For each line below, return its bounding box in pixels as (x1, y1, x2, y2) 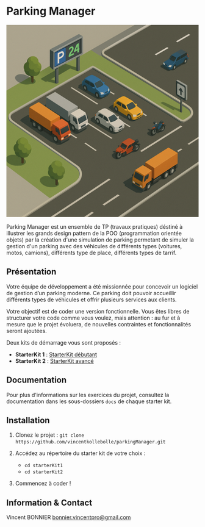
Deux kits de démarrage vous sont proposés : (6, 339, 121, 346)
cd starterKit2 (24, 469, 63, 475)
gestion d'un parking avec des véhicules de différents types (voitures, (6, 242, 182, 249)
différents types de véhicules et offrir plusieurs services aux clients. (6, 296, 177, 303)
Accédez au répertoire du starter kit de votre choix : (15, 450, 146, 457)
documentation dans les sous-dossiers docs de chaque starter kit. (6, 398, 172, 405)
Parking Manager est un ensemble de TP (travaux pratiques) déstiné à (6, 223, 183, 230)
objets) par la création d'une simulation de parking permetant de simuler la (6, 236, 194, 243)
